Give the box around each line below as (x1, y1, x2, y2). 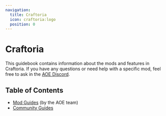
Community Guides (12, 105, 54, 111)
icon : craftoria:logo (10, 17, 56, 22)
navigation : (5, 7, 31, 13)
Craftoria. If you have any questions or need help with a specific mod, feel (5, 66, 161, 72)
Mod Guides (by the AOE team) (12, 100, 78, 105)
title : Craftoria (10, 12, 47, 17)
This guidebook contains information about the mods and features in (5, 61, 150, 67)
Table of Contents (5, 86, 64, 95)
